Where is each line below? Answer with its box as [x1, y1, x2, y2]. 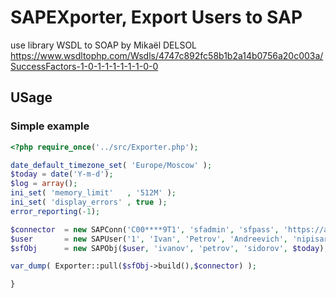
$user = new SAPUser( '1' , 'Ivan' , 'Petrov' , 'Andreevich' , [10, 234, 289, 244]
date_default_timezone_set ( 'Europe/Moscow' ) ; [10, 160, 213, 170]
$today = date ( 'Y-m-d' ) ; [10, 169, 114, 180]
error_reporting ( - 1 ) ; [10, 206, 101, 216]
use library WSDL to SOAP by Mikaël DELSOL [10, 39, 198, 51]
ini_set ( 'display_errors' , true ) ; [10, 197, 168, 207]
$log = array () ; [10, 179, 78, 189]
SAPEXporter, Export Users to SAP [10, 6, 303, 29]
